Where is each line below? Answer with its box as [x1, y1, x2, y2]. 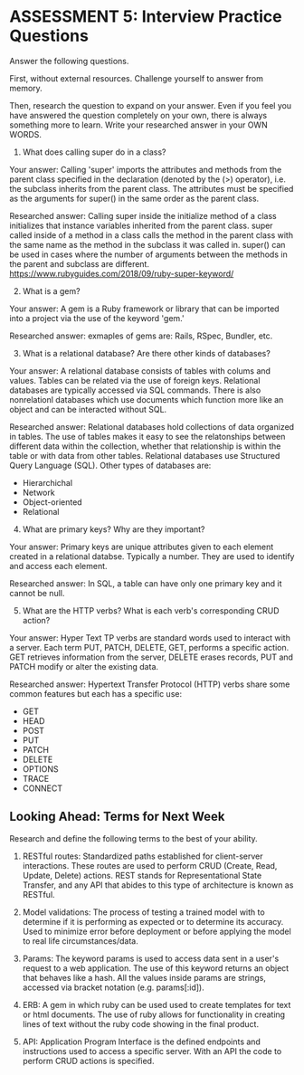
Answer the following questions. [9, 55, 129, 66]
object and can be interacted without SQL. [9, 404, 167, 414]
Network [22, 487, 56, 498]
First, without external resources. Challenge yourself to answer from [9, 72, 264, 83]
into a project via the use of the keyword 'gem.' [9, 312, 185, 323]
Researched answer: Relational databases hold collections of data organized [9, 421, 295, 432]
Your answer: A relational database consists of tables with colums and [9, 365, 271, 376]
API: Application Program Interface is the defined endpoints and [22, 1036, 261, 1047]
